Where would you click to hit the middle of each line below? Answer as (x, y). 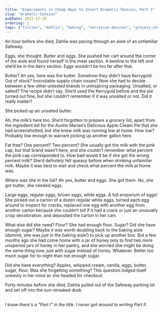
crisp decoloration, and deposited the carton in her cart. (61, 215)
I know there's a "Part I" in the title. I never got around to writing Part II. (76, 305)
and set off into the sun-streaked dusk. (44, 290)
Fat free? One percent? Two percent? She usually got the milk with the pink (80, 145)
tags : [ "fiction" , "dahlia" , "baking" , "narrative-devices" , (68, 28)
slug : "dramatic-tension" (31, 14)
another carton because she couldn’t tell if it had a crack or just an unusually (81, 210)
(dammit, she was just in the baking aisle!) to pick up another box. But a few (81, 235)
